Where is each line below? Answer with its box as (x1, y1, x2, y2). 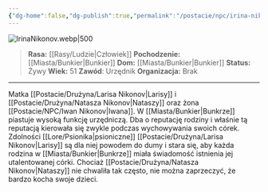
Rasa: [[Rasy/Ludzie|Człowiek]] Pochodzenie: (27, 49, 181, 58)
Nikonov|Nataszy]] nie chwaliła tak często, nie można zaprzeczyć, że (8, 166, 236, 175)
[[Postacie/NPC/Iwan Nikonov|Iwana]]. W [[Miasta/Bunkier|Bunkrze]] (8, 106, 235, 116)
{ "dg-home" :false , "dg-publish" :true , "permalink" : (8, 11, 177, 20)
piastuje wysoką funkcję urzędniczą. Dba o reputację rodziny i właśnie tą (8, 114, 248, 124)
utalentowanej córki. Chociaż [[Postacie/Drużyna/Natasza (8, 157, 199, 166)
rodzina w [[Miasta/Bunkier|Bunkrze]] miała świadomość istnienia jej (8, 149, 234, 158)
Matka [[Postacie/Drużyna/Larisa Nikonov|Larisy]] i (8, 89, 177, 98)
